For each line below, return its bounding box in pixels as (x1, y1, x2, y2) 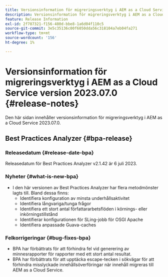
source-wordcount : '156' (5, 36, 57, 41)
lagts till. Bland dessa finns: (12, 190, 69, 196)
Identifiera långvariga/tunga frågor (19, 200, 91, 206)
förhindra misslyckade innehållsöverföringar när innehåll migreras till (12, 261, 154, 267)
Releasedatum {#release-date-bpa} (5, 149, 94, 156)
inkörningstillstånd (19, 211, 58, 217)
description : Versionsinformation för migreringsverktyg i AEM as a (5, 12, 151, 17)
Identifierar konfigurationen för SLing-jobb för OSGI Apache (19, 216, 143, 222)
